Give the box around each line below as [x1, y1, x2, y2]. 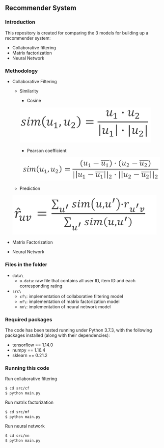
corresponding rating [19, 283, 63, 289]
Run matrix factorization [5, 399, 54, 405]
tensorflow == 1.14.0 [12, 342, 53, 348]
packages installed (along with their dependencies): [5, 332, 110, 338]
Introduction [5, 19, 35, 26]
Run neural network [5, 423, 45, 429]
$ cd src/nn [5, 433, 29, 438]
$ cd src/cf [5, 386, 29, 391]
